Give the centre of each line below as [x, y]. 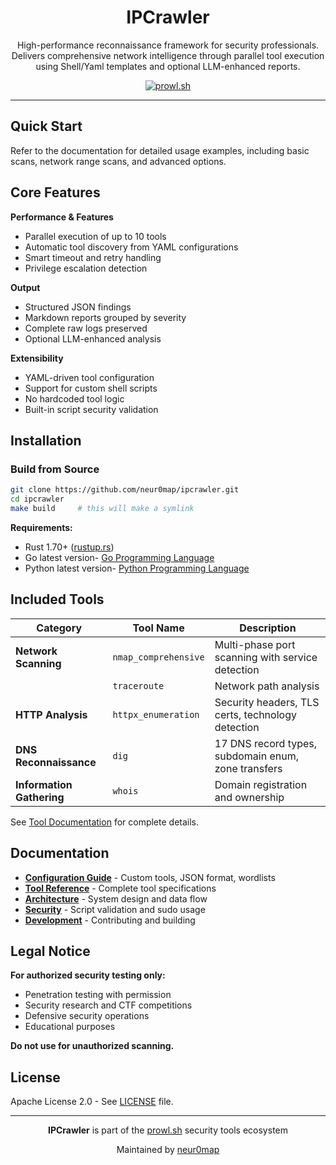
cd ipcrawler [37, 499]
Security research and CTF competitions [108, 1005]
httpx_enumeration [156, 714]
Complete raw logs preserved [86, 328]
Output [25, 287]
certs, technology [255, 714]
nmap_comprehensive [158, 657]
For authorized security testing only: [88, 975]
